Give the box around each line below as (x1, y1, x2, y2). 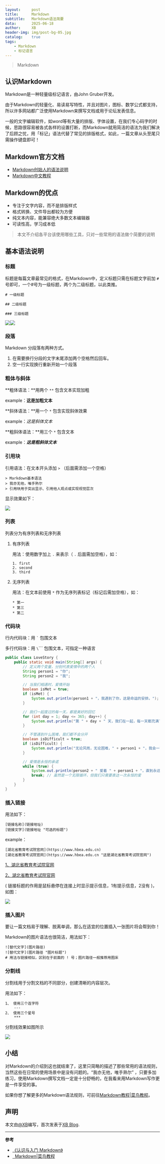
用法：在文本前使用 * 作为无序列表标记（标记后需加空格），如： (12, 589, 140, 595)
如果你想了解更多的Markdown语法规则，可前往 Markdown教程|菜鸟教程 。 (5, 1092, 153, 1098)
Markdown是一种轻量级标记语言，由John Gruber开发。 (5, 92, 117, 97)
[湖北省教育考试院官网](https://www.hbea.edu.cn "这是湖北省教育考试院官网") (5, 853, 152, 858)
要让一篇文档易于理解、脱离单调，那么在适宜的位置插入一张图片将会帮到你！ (5, 923, 160, 930)
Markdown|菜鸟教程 (14, 1153, 55, 1159)
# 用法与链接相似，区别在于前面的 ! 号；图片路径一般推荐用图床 (5, 955, 119, 960)
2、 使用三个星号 (5, 1011, 35, 1015)
